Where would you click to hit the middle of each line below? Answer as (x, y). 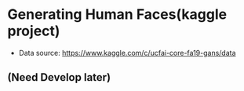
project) (34, 31)
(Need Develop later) (59, 77)
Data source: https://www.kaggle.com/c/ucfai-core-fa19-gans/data (127, 53)
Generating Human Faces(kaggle (117, 15)
